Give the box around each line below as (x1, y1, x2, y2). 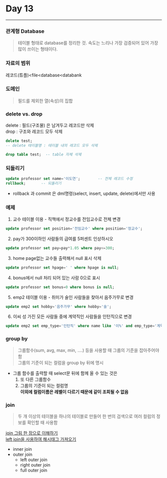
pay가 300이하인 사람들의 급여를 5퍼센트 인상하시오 (12, 236, 113, 241)
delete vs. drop (5, 110, 43, 117)
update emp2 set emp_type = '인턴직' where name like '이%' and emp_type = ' (5, 323, 157, 329)
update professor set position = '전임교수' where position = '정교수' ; (5, 226, 143, 231)
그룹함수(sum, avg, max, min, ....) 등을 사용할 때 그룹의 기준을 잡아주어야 (17, 347, 160, 353)
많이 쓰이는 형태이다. (17, 46, 58, 52)
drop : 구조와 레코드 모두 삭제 (5, 128, 63, 134)
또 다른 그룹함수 (20, 376, 51, 382)
